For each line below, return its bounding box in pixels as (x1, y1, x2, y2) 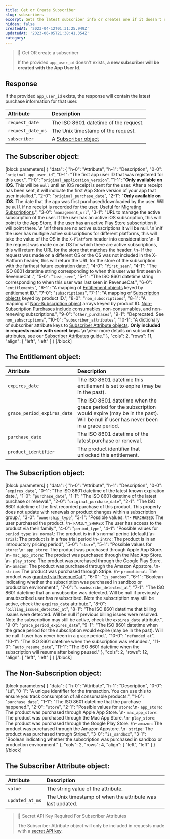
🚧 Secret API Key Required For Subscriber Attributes (17, 813, 127, 819)
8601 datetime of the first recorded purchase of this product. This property (5, 504, 161, 510)
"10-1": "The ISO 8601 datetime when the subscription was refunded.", (5, 638, 152, 645)
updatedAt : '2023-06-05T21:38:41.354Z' (5, 31, 90, 36)
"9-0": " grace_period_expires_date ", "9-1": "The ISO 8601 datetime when (5, 622, 158, 628)
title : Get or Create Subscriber (5, 7, 76, 13)
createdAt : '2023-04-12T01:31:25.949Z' (5, 26, 90, 31)
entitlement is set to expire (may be (77, 383, 161, 390)
